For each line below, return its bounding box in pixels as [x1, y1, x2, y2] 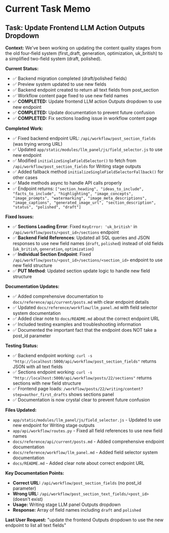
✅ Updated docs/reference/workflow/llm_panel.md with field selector [12, 304, 158, 310]
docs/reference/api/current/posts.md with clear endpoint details [12, 299, 149, 305]
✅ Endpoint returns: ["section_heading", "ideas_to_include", [12, 185, 144, 192]
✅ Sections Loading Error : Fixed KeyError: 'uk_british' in [12, 224, 138, 229]
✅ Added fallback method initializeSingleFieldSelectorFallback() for [12, 169, 164, 175]
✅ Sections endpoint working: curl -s [12, 369, 92, 375]
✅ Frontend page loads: [12, 386, 62, 391]
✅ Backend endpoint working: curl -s [12, 353, 93, 358]
